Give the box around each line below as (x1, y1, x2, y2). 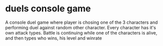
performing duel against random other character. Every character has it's (5, 24, 156, 30)
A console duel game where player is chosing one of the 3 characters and (5, 19, 158, 25)
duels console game (5, 3, 91, 14)
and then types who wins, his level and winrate (5, 35, 102, 41)
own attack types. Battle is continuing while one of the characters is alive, (5, 30, 157, 36)
